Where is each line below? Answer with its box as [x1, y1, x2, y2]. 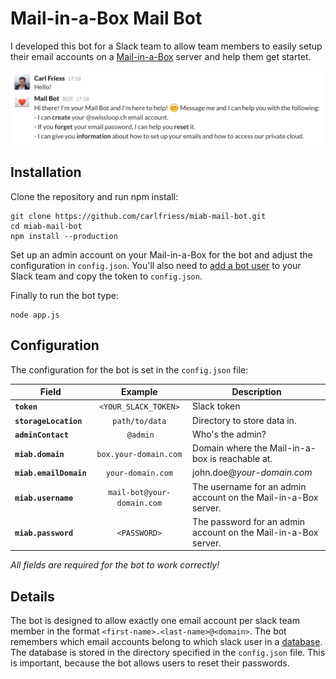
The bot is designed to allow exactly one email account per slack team [10, 615, 300, 627]
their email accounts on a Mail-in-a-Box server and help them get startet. [10, 50, 312, 62]
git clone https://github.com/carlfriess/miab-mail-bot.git [10, 211, 267, 221]
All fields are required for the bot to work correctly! [10, 559, 220, 571]
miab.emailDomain [14, 468, 87, 479]
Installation [10, 164, 82, 181]
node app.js [10, 310, 60, 320]
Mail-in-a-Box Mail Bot [10, 7, 203, 30]
